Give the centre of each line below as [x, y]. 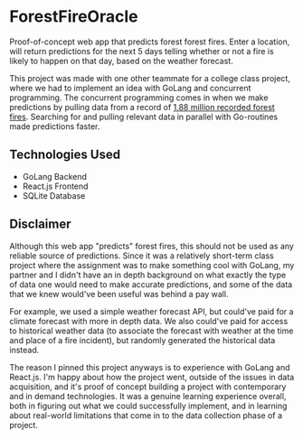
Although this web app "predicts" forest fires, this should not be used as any [151, 246]
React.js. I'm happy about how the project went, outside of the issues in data [152, 377]
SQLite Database [54, 195]
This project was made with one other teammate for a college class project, [150, 78]
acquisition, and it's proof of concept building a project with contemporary [148, 387]
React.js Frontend [55, 186]
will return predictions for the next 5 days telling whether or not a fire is [142, 51]
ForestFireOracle [74, 17]
